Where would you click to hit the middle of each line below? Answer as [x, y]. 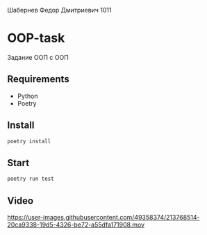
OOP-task [36, 38]
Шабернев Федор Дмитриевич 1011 [60, 10]
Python [27, 96]
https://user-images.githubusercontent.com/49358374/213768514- [104, 217]
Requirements [38, 79]
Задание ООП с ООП [38, 57]
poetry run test [31, 179]
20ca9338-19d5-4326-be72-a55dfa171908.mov [76, 225]
